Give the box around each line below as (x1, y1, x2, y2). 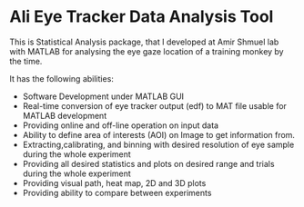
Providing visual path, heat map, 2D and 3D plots (22, 177, 207, 188)
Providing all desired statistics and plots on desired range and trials (22, 158, 275, 169)
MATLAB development (22, 110, 107, 121)
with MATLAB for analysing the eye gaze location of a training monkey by (9, 45, 284, 56)
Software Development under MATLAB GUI (22, 91, 185, 102)
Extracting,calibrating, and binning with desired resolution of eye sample (22, 139, 295, 150)
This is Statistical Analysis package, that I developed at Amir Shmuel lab (9, 36, 279, 47)
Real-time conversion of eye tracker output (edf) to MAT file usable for (22, 100, 287, 111)
